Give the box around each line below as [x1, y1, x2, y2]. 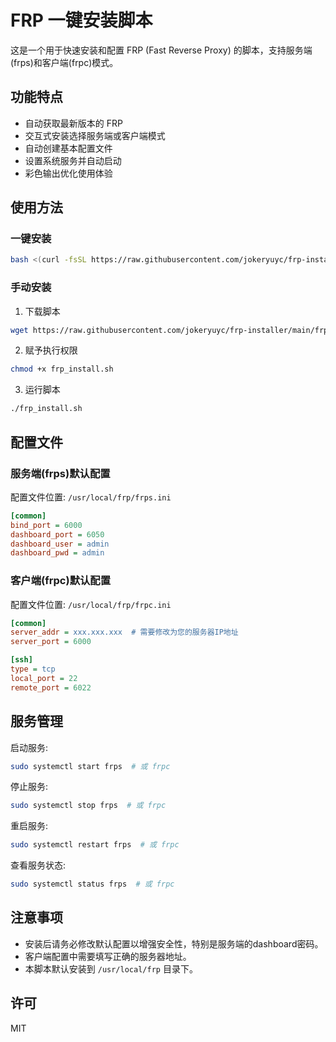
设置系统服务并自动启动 [24, 154, 122, 166]
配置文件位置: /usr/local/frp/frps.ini [10, 491, 172, 503]
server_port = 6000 [10, 637, 92, 647]
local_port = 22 [10, 673, 78, 683]
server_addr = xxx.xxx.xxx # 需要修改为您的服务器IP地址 [10, 627, 239, 638]
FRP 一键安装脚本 [10, 9, 153, 32]
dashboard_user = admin [10, 539, 110, 549]
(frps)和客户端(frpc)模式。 [10, 56, 119, 68]
